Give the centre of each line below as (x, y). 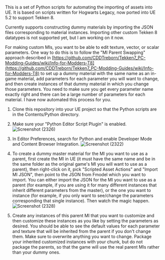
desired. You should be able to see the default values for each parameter (86, 226)
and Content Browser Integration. (46, 144)
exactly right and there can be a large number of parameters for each (75, 94)
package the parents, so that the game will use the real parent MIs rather (86, 247)
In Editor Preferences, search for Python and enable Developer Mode (82, 139)
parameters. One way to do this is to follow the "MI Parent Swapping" (75, 52)
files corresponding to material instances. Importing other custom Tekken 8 (81, 32)
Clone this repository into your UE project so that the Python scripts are (84, 109)
